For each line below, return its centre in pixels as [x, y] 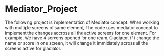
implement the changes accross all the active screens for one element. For [81, 33]
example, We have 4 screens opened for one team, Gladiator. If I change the [82, 38]
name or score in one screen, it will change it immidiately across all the [77, 43]
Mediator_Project [41, 9]
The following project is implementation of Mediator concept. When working [82, 22]
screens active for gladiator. [33, 48]
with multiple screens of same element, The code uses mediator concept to [82, 27]
